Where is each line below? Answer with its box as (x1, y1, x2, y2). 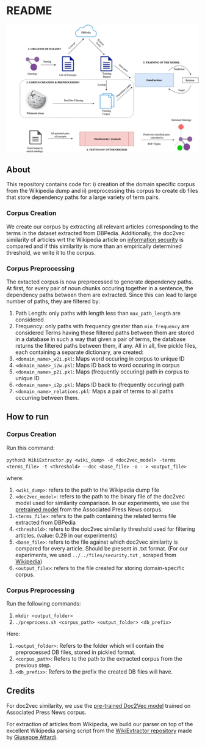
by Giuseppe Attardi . (6, 733, 58, 741)
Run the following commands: (6, 600, 81, 607)
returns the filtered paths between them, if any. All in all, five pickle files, (15, 342, 197, 350)
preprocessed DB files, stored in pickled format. (15, 648, 136, 656)
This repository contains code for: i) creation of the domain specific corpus (6, 181, 195, 188)
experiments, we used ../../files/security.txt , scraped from (15, 551, 177, 558)
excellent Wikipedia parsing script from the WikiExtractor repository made (6, 727, 192, 734)
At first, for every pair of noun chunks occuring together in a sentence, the (6, 285, 193, 292)
